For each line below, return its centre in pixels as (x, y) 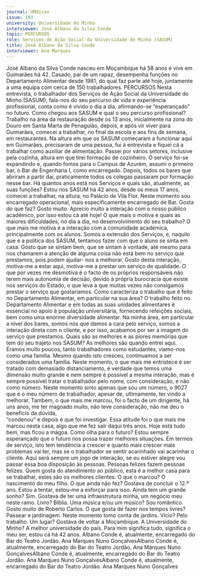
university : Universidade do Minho (51, 23)
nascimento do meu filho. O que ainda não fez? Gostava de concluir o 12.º (98, 483)
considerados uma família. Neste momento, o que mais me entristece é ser (99, 362)
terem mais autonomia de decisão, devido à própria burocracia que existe (97, 279)
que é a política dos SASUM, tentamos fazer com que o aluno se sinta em (97, 241)
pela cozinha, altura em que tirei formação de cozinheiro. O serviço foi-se (97, 158)
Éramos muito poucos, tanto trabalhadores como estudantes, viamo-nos (96, 349)
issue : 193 (20, 17)
